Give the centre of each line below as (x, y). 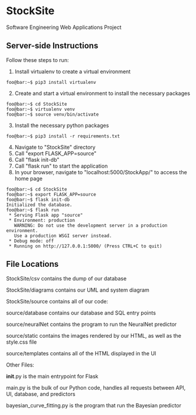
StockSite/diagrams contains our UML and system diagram (78, 290)
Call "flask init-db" (37, 159)
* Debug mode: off (31, 241)
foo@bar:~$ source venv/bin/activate (53, 114)
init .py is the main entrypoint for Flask (52, 376)
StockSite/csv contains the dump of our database (66, 278)
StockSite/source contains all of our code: (57, 301)
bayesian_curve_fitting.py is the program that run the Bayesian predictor (94, 405)
